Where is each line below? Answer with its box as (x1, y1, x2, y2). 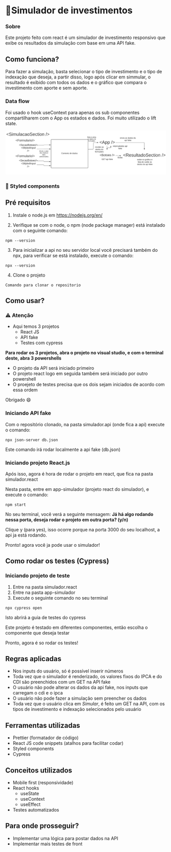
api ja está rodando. (5, 532, 47, 538)
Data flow (5, 97, 30, 105)
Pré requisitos (5, 199, 51, 207)
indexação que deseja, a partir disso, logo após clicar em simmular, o (5, 74, 151, 80)
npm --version (5, 238, 36, 243)
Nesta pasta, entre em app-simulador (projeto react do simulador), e (5, 486, 149, 492)
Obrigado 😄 (5, 397, 32, 403)
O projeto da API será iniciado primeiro (12, 365, 94, 371)
